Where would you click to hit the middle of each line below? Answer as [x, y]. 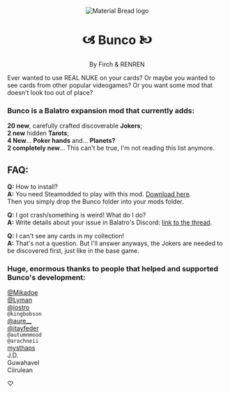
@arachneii [23, 341]
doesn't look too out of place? [50, 92]
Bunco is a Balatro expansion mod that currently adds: [101, 110]
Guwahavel [23, 363]
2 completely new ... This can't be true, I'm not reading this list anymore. [111, 148]
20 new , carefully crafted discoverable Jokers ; [75, 126]
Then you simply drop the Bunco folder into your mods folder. [95, 201]
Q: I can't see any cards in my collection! [66, 236]
